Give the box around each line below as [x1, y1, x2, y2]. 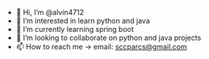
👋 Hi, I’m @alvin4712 [15, 8, 85, 17]
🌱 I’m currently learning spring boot [15, 25, 135, 33]
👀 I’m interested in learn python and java [15, 16, 151, 26]
